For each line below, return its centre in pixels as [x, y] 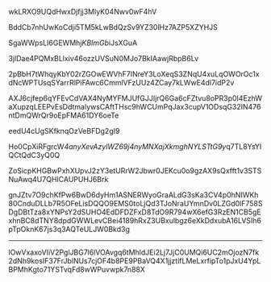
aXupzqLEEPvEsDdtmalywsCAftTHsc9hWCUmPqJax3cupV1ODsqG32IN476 [135, 107]
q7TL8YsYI [244, 147]
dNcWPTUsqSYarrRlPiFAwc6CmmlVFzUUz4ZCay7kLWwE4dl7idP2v [121, 83]
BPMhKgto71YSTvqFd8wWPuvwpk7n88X [77, 270]
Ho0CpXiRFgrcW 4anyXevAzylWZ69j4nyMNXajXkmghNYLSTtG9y [117, 147]
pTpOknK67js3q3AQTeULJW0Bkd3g [69, 229]
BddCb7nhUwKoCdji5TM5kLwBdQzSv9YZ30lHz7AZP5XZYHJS [113, 27]
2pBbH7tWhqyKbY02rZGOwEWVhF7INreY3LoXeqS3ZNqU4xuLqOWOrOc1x [134, 74]
